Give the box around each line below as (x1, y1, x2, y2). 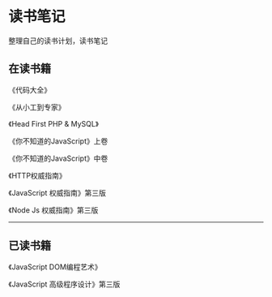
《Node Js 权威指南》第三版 (8, 204, 99, 215)
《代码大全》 (8, 84, 51, 94)
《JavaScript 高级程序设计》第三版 (8, 279, 121, 289)
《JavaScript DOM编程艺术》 (8, 261, 103, 272)
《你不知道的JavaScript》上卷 (8, 136, 108, 146)
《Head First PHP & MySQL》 (8, 118, 100, 128)
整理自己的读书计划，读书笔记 (8, 36, 108, 45)
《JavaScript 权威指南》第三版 (8, 187, 107, 197)
